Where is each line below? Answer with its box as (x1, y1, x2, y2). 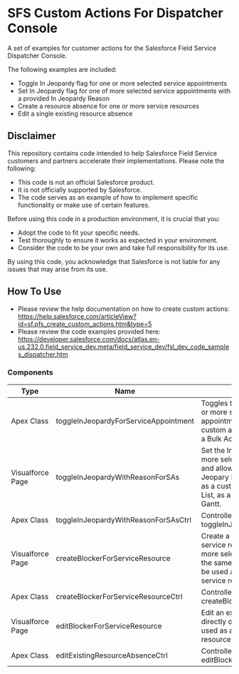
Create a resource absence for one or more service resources (17, 101, 200, 110)
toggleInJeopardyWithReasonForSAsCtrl (55, 515, 192, 525)
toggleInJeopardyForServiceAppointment (55, 416, 194, 426)
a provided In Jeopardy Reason (17, 94, 110, 103)
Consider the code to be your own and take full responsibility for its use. (17, 243, 230, 252)
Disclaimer (7, 130, 56, 142)
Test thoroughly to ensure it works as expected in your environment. (17, 235, 218, 244)
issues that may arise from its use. (7, 265, 108, 273)
